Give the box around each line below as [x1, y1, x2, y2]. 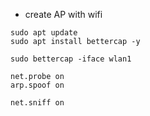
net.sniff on [10, 98, 65, 108]
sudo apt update [10, 28, 78, 38]
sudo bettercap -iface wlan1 [10, 54, 132, 64]
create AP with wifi [24, 9, 103, 20]
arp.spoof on [10, 80, 65, 90]
